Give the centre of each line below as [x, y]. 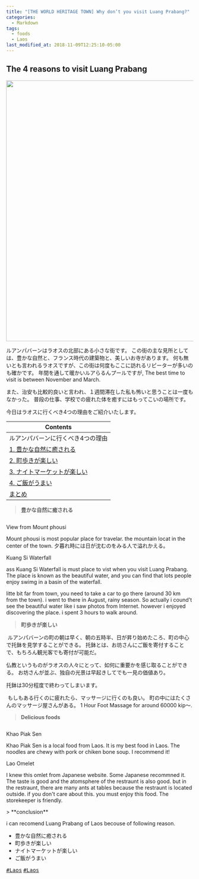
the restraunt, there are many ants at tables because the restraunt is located [99, 787]
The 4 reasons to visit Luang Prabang [77, 69]
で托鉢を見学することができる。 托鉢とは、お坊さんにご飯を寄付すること [95, 645]
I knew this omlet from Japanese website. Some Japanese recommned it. [96, 775]
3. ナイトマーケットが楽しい [48, 472]
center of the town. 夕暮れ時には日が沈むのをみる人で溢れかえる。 [87, 546]
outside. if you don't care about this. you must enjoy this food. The [88, 794]
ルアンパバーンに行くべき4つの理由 [59, 438]
